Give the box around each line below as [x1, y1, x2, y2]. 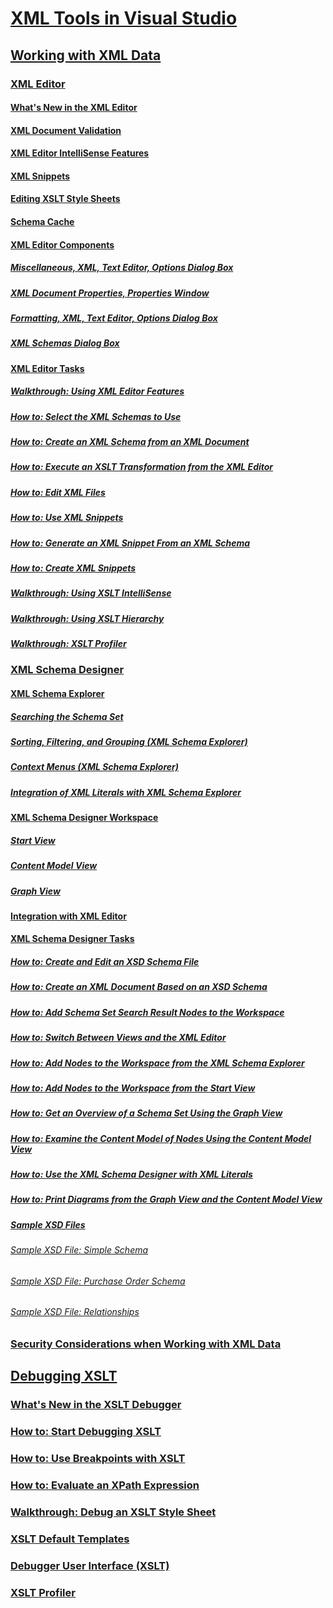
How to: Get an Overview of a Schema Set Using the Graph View [10, 1107, 283, 1119]
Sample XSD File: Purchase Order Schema [10, 1275, 186, 1287]
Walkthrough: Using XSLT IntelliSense [10, 587, 172, 599]
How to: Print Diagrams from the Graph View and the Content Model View [10, 1193, 323, 1206]
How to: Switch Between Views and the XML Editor [10, 1032, 227, 1044]
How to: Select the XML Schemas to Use [10, 410, 182, 422]
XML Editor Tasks [10, 362, 85, 374]
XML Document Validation [10, 124, 122, 136]
